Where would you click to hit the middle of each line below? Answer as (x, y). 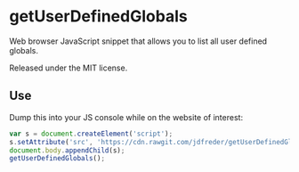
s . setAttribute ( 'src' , (51, 142)
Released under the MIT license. (69, 68)
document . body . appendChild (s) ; (67, 150)
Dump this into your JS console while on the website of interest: (126, 117)
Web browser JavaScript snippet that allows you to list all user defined (138, 41)
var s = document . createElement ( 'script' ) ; (91, 134)
